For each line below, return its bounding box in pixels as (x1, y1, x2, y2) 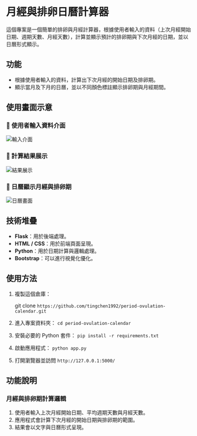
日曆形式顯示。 (6, 41, 42, 48)
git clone (14, 302, 36, 309)
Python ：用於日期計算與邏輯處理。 (14, 247, 100, 254)
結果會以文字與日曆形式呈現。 (14, 424, 87, 431)
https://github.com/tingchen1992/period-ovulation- (37, 303, 166, 309)
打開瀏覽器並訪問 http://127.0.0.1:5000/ (14, 357, 116, 364)
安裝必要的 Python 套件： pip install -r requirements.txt (14, 331, 159, 338)
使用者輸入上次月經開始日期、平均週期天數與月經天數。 (14, 409, 148, 416)
